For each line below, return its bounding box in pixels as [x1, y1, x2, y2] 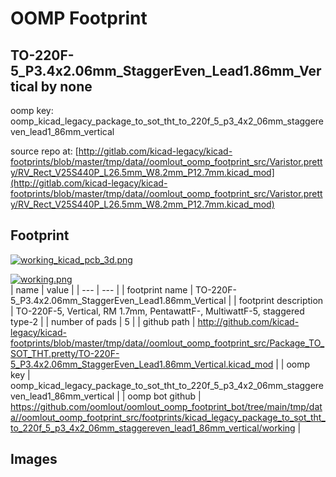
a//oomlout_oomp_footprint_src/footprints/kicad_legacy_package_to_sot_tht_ [10, 411, 326, 423]
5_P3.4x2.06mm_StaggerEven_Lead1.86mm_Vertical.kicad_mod [10, 358, 274, 370]
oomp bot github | [127, 390, 202, 402]
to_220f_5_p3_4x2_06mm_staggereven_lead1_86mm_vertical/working [10, 422, 296, 434]
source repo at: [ [10, 145, 79, 157]
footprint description [238, 294, 324, 306]
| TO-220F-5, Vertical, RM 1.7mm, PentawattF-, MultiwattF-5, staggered [10, 305, 305, 317]
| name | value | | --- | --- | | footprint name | [10, 283, 194, 296]
